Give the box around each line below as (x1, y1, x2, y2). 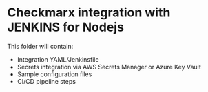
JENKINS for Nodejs (7, 19, 124, 35)
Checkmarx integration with (7, 5, 171, 21)
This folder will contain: (7, 42, 74, 50)
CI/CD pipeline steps (17, 77, 76, 85)
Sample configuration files (17, 70, 92, 78)
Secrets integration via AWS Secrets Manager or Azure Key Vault (17, 62, 202, 71)
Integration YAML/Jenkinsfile (17, 55, 99, 63)
